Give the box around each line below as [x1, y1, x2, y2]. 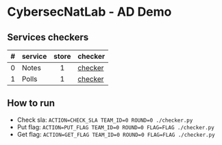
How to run [7, 97, 56, 109]
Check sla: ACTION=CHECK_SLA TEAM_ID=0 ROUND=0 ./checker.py [16, 116, 193, 124]
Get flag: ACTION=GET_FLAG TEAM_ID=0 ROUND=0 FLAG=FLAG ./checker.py [16, 130, 215, 138]
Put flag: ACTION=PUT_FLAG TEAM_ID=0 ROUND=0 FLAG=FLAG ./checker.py [16, 122, 214, 131]
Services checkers [7, 31, 89, 43]
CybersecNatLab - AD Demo [7, 4, 172, 20]
